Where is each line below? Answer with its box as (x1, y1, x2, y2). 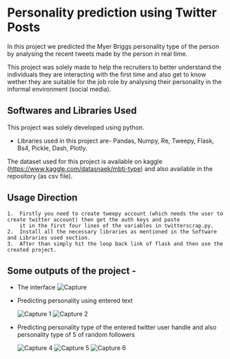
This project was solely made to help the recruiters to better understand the (7, 63, 222, 71)
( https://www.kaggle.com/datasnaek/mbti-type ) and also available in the (7, 164, 213, 173)
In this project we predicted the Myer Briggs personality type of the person (7, 42, 220, 50)
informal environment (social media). (7, 85, 112, 93)
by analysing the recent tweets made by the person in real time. (7, 50, 188, 58)
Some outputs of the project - (7, 265, 136, 276)
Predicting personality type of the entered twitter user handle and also (17, 323, 217, 331)
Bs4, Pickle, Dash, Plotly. (17, 143, 88, 152)
